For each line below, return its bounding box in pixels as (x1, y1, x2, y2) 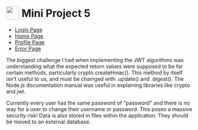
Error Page (14, 45, 41, 52)
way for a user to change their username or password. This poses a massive (6, 105, 193, 112)
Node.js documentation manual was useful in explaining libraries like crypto (6, 82, 190, 89)
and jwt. (6, 87, 26, 95)
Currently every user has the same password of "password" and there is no (6, 99, 190, 106)
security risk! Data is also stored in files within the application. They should (6, 112, 189, 119)
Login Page (14, 26, 43, 33)
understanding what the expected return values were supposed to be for (6, 63, 183, 70)
